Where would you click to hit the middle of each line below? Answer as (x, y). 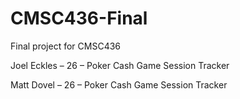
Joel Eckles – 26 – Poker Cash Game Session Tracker (120, 65)
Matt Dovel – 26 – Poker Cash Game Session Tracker (119, 84)
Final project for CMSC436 (66, 46)
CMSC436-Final (79, 18)
